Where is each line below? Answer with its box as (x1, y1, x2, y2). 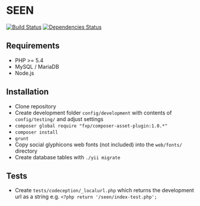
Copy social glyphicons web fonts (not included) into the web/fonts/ (14, 141, 183, 148)
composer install (14, 129, 59, 135)
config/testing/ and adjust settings (14, 115, 104, 123)
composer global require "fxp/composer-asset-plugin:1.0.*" (14, 123, 168, 129)
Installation (6, 87, 49, 97)
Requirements (6, 41, 60, 51)
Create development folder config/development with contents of (14, 109, 172, 116)
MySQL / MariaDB (14, 63, 60, 70)
